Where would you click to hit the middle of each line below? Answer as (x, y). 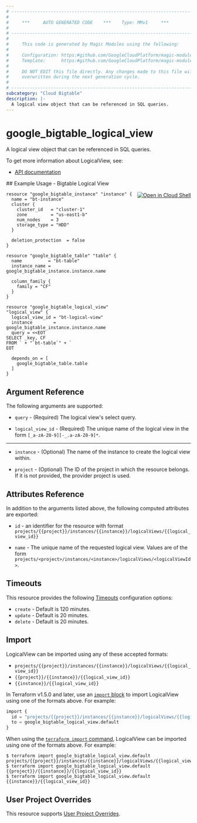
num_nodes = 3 (38, 220)
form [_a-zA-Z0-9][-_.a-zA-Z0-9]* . (57, 435)
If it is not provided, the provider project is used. (72, 476)
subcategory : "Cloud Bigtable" (44, 93)
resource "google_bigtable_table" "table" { (61, 256)
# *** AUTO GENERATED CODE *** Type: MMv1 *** (87, 22)
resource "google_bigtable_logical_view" (57, 307)
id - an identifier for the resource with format (69, 526)
